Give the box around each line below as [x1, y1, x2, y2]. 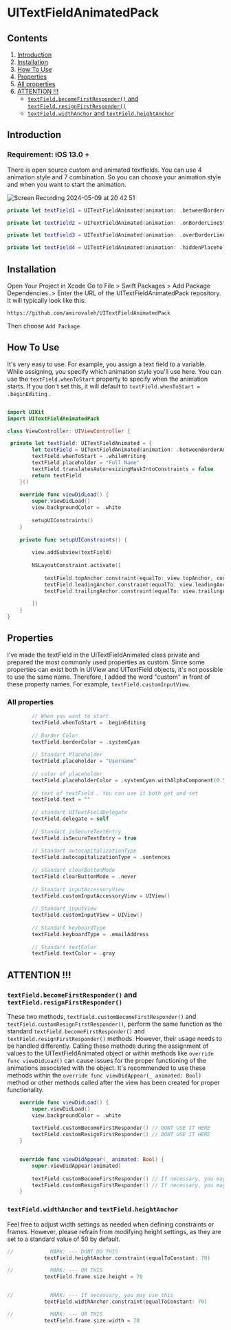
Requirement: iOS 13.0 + [7, 150, 90, 159]
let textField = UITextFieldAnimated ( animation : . [32, 446, 180, 453]
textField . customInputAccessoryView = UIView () [32, 892, 170, 900]
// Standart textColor [32, 944, 97, 951]
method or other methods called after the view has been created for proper [7, 1078, 220, 1086]
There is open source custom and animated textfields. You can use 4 [7, 166, 202, 174]
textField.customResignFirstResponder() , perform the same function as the [7, 1020, 223, 1028]
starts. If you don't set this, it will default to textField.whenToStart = [7, 381, 201, 390]
